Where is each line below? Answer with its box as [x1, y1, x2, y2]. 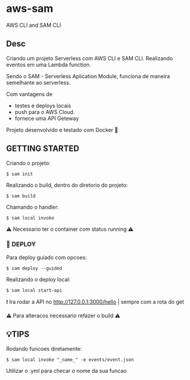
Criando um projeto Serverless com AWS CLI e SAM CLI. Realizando [6, 54, 173, 61]
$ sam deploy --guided [6, 265, 62, 271]
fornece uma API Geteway [14, 115, 79, 122]
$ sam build [6, 193, 36, 199]
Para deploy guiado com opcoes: [6, 254, 87, 261]
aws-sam [6, 2, 53, 16]
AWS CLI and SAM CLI [6, 21, 61, 29]
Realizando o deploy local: [6, 276, 71, 283]
